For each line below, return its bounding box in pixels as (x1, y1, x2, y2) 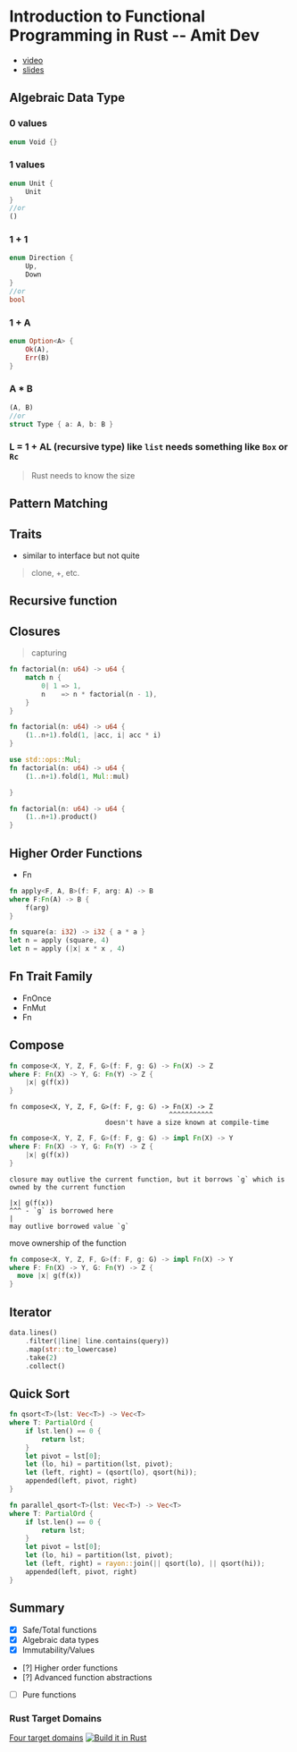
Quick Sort (9, 1386, 70, 1401)
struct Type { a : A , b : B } (9, 419, 114, 428)
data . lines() (9, 1328, 58, 1338)
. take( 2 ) (25, 1353, 58, 1362)
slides (21, 64, 45, 75)
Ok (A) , (25, 344, 50, 354)
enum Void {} (9, 137, 58, 147)
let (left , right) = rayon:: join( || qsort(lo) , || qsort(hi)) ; (25, 1559, 266, 1569)
